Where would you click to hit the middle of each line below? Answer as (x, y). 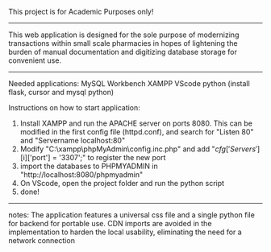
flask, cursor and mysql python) (61, 92)
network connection (42, 240)
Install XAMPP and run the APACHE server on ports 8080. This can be (136, 123)
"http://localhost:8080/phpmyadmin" (81, 175)
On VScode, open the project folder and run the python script (122, 183)
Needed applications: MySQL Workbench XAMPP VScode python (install (129, 83)
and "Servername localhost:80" (73, 140)
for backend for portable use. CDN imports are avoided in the (110, 223)
